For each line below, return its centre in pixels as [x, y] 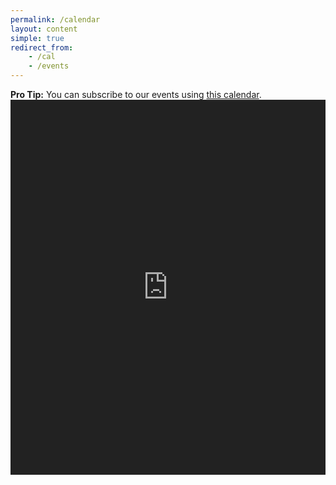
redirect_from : [42, 47]
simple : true [37, 38]
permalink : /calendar [55, 19]
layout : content [44, 29]
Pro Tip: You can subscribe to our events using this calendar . [136, 94]
